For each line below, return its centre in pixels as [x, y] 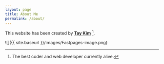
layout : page [18, 9]
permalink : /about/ [25, 18]
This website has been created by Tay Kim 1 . [50, 33]
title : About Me [21, 14]
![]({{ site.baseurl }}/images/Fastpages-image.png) [56, 43]
